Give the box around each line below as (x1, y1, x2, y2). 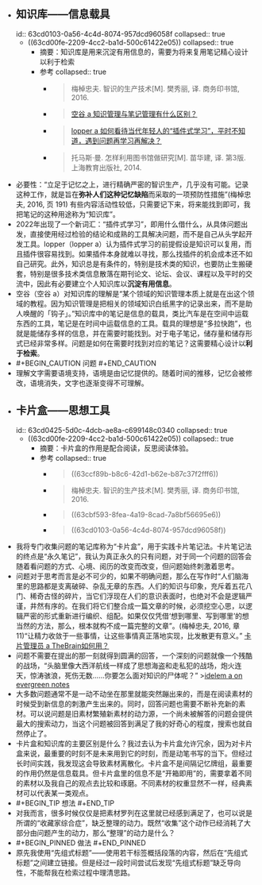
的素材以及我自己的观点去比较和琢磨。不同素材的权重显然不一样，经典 (15, 778, 246, 788)
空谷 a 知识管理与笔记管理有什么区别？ (71, 109, 198, 118)
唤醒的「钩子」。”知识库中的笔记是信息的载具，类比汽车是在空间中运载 (22, 308, 249, 318)
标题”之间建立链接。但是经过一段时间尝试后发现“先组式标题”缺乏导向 (15, 857, 241, 868)
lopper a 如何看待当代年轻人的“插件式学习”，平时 (71, 126, 232, 135)
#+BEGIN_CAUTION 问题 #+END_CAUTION (15, 358, 157, 368)
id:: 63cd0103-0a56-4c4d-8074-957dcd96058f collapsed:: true (15, 29, 225, 38)
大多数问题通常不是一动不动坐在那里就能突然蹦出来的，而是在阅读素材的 (15, 689, 252, 698)
